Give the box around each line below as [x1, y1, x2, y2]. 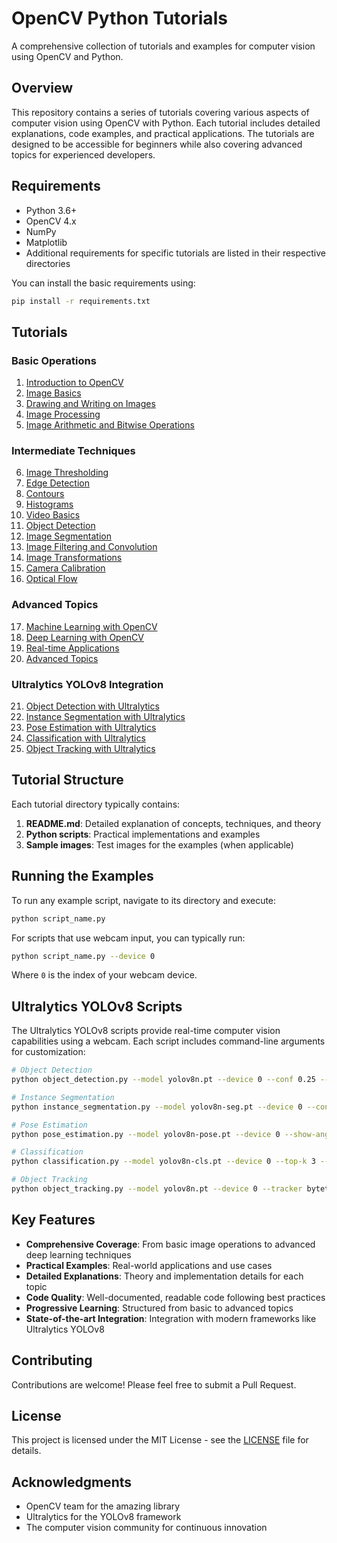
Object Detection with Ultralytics [25, 700, 160, 712]
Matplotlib [25, 236, 68, 248]
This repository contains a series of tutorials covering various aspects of [11, 106, 310, 118]
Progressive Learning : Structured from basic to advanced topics [25, 1302, 294, 1314]
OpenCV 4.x [25, 215, 77, 227]
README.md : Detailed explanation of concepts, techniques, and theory [25, 817, 322, 829]
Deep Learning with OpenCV [25, 631, 144, 643]
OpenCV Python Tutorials [11, 7, 228, 30]
